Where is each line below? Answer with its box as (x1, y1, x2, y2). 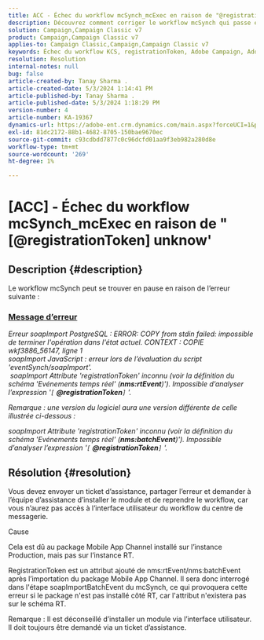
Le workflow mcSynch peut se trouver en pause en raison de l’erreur (8, 283, 230, 293)
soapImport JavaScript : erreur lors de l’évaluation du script (8, 354, 203, 364)
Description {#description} (8, 262, 143, 276)
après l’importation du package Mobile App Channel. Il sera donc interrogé (8, 574, 250, 583)
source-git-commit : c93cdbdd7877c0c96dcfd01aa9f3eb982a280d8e (8, 135, 216, 144)
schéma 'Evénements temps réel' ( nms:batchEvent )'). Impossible (8, 435, 222, 444)
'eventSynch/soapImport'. (8, 363, 92, 372)
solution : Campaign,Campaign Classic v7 (8, 26, 143, 34)
